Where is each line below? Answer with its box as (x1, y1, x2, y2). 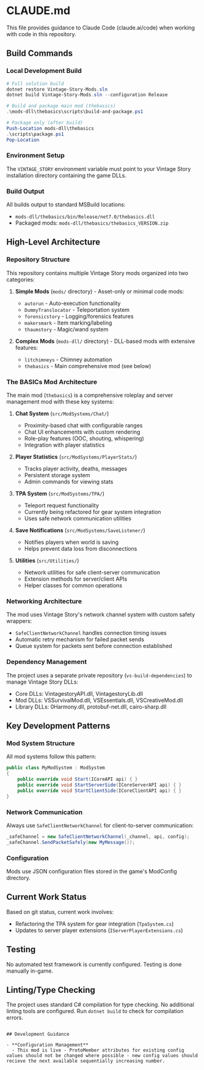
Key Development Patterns (6, 721, 111, 731)
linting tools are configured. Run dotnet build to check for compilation (6, 1008, 184, 1015)
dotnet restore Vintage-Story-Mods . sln (6, 86, 108, 92)
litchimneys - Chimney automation (24, 356, 112, 363)
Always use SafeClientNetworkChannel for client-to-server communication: (6, 821, 194, 829)
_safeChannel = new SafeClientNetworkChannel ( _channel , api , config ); (6, 834, 190, 840)
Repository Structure (6, 255, 70, 264)
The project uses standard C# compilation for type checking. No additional (6, 1001, 194, 1008)
